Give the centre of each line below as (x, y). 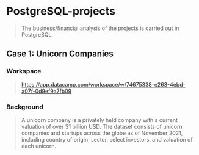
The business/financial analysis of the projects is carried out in (100, 28)
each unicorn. (39, 146)
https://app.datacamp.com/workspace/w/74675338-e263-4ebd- (103, 84)
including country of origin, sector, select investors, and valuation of (107, 139)
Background (25, 107)
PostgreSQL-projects (61, 11)
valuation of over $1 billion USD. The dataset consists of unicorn (102, 126)
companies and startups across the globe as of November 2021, (102, 133)
